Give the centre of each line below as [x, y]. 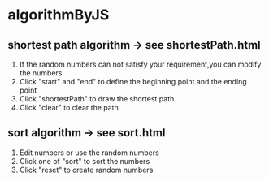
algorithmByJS [59, 15]
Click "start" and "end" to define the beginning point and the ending [133, 82]
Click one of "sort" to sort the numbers [85, 161]
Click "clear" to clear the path [69, 108]
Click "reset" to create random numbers [86, 170]
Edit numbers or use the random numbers [89, 153]
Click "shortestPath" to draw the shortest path [97, 99]
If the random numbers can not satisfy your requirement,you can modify [140, 64]
